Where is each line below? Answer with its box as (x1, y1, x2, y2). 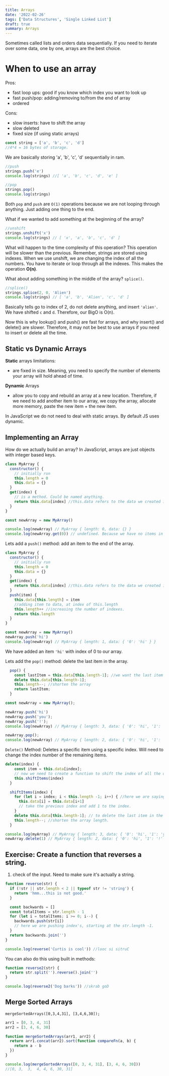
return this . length (14, 611, 55, 617)
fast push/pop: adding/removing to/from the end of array (12, 95, 131, 101)
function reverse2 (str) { (5, 965, 59, 970)
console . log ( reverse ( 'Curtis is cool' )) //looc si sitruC (5, 946, 129, 952)
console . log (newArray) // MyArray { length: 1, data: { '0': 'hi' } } (5, 639, 156, 644)
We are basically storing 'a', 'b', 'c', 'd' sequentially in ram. (5, 154, 125, 160)
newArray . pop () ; (5, 733, 39, 738)
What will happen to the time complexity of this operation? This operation (5, 244, 157, 250)
